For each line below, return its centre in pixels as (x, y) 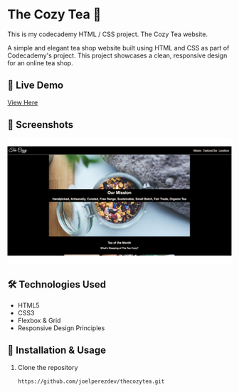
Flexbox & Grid (39, 320)
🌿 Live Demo (36, 86)
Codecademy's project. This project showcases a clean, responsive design (117, 55)
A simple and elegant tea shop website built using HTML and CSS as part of (118, 48)
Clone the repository (48, 367)
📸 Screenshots (41, 125)
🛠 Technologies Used (57, 284)
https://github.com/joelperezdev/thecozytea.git (91, 381)
